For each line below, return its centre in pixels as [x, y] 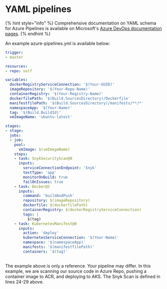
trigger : [14, 52]
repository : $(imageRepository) [57, 200]
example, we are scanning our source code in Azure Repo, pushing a [76, 271]
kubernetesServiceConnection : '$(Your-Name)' [71, 238]
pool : [20, 144]
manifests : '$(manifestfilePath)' [59, 247]
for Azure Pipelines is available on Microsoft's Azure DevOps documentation [83, 28]
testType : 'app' [40, 173]
